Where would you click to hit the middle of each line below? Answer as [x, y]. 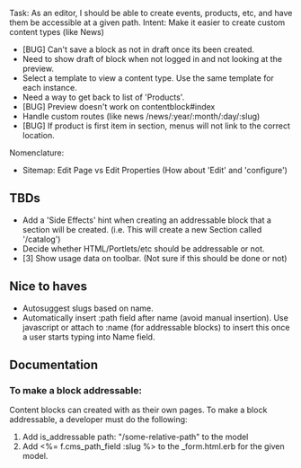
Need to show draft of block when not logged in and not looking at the [152, 59]
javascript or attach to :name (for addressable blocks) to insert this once [156, 327]
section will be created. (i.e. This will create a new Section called [142, 229]
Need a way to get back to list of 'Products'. [103, 97]
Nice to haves [49, 287]
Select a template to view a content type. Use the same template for [148, 78]
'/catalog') [41, 239]
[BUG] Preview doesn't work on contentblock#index [119, 106]
